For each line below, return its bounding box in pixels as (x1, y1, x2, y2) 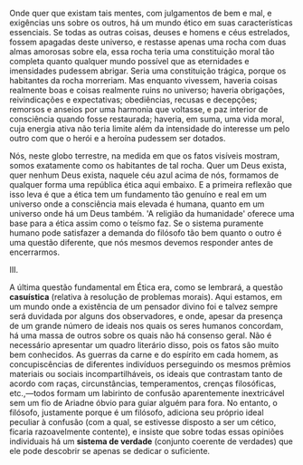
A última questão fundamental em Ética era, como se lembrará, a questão (9, 282, 283, 293)
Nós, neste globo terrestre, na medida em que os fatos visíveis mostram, (9, 150, 280, 161)
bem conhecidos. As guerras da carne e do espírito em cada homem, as (9, 349, 279, 360)
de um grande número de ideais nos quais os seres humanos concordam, (9, 321, 284, 331)
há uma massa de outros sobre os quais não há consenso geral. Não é (9, 330, 272, 341)
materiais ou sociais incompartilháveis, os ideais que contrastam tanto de (9, 369, 283, 379)
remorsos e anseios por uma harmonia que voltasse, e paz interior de (9, 104, 269, 114)
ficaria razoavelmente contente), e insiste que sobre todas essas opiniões (9, 426, 285, 437)
